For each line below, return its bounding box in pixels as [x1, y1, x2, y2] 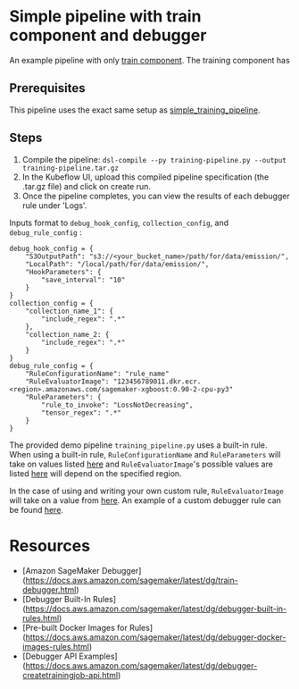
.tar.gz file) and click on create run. [21, 181, 152, 191]
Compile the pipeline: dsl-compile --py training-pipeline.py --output [21, 154, 287, 164]
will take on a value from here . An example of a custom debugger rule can [9, 494, 281, 506]
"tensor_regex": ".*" [41, 408, 122, 417]
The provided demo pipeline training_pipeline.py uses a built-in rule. [9, 440, 268, 450]
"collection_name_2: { [25, 330, 110, 339]
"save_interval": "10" [41, 275, 126, 284]
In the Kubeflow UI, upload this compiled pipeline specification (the [21, 172, 270, 182]
